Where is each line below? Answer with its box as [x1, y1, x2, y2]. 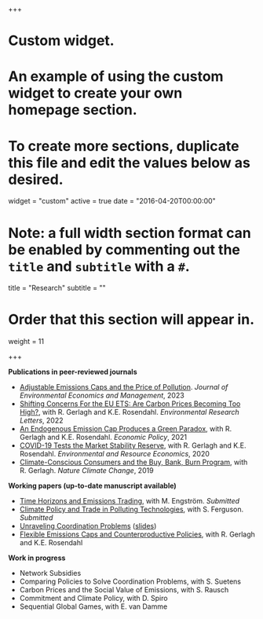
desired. [8, 170, 64, 189]
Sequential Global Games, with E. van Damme [19, 602, 168, 611]
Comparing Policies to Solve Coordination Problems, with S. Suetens [19, 577, 242, 586]
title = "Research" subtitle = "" [8, 284, 106, 293]
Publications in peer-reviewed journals [8, 367, 137, 377]
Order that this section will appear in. [8, 311, 255, 328]
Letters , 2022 [19, 416, 64, 425]
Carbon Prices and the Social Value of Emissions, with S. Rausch [19, 585, 229, 595]
